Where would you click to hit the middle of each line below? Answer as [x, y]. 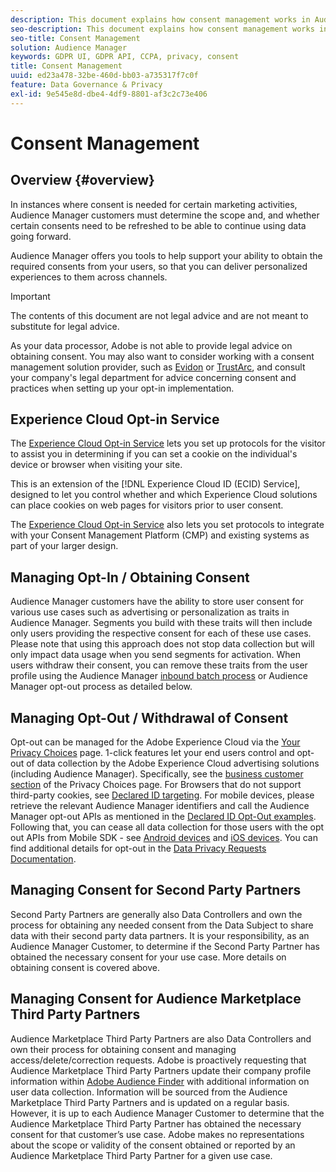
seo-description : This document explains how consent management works [162, 29]
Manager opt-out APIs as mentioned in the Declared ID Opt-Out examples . [163, 817]
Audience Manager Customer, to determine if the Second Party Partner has [165, 946]
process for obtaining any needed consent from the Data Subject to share [162, 925]
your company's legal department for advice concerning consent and [153, 377]
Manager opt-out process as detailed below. [101, 687]
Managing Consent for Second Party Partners [156, 890]
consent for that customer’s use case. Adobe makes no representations [157, 1134]
